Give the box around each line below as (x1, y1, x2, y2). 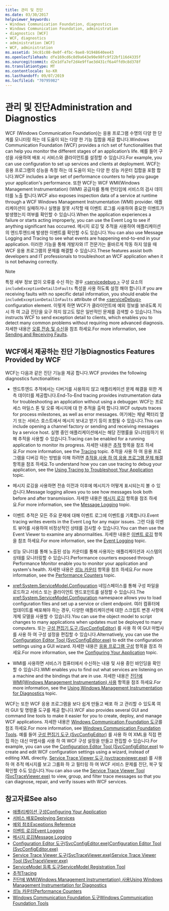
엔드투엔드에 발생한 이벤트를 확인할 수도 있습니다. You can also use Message (10, 229, 163, 236)
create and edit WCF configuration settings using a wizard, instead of (5, 748, 150, 755)
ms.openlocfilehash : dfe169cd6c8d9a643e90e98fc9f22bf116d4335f (5, 54, 141, 60)
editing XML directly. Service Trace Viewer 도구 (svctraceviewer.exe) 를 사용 (5, 754, 162, 761)
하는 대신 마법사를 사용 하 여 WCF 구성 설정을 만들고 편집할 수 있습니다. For (10, 738, 158, 744)
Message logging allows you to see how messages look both (26, 488, 153, 495)
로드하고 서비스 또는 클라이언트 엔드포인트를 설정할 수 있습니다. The (12, 589, 145, 595)
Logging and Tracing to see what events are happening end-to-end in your (5, 235, 160, 241)
